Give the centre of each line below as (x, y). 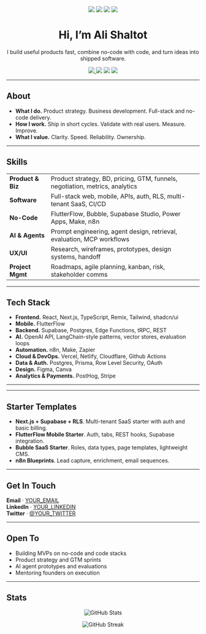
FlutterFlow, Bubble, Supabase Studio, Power (116, 213)
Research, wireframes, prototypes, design (111, 249)
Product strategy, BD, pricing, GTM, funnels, (114, 178)
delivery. (40, 117)
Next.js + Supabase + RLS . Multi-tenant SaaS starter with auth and (100, 422)
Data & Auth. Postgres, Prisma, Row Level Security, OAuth (89, 363)
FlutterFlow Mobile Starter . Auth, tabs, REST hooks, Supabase (95, 435)
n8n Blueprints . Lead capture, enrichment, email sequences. (92, 460)
